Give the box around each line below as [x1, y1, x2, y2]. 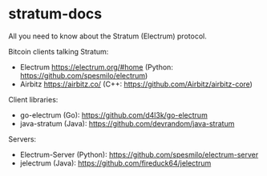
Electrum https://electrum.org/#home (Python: [19, 62, 174, 72]
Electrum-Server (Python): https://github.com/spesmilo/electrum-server [19, 150, 259, 159]
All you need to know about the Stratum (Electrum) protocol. [8, 31, 207, 41]
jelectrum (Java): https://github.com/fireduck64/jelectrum [19, 158, 212, 168]
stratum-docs [8, 5, 103, 23]
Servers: [8, 134, 37, 144]
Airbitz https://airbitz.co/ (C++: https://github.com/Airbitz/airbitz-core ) [19, 79, 253, 89]
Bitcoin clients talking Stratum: [8, 46, 109, 56]
